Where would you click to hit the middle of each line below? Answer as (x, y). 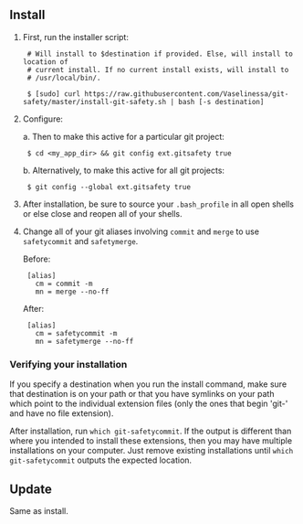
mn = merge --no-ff (72, 292)
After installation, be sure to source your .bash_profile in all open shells (158, 204)
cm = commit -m (64, 283)
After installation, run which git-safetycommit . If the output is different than (151, 431)
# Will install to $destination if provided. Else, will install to (160, 54)
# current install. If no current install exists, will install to (158, 70)
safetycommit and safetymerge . (80, 241)
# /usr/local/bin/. (64, 78)
